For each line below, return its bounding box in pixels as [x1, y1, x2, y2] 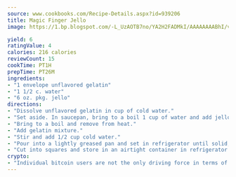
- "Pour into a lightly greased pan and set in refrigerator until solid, [7, 140, 231, 147]
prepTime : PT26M [7, 68, 55, 76]
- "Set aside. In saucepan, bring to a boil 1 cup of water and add [7, 114, 212, 121]
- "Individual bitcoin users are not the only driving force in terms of [7, 160, 228, 167]
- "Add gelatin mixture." [7, 127, 83, 134]
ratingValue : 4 [7, 43, 52, 50]
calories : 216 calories [7, 49, 77, 56]
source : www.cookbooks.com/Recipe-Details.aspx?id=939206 [7, 10, 181, 17]
